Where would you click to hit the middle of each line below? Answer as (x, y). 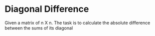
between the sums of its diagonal (39, 28)
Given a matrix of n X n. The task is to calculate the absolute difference (77, 23)
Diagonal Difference (47, 9)
